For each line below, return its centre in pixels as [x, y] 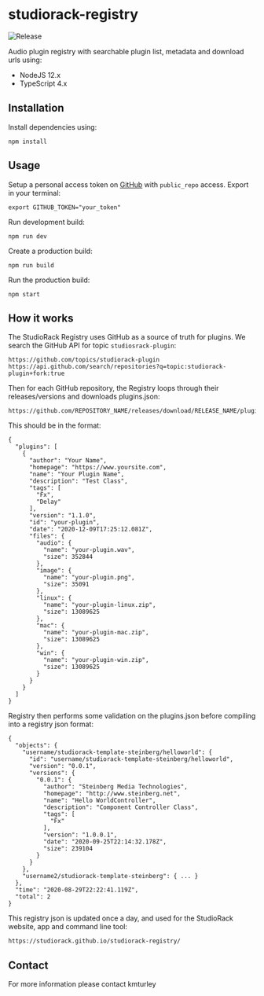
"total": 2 [33, 897]
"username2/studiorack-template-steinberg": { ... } [110, 877]
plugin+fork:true [37, 374]
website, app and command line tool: [68, 927]
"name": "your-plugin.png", [89, 578]
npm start [24, 294]
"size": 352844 [68, 557]
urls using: [25, 60]
